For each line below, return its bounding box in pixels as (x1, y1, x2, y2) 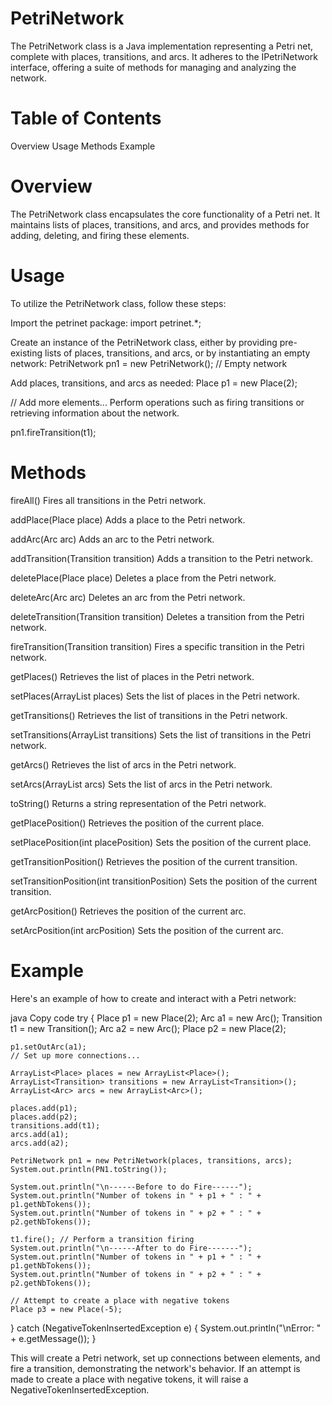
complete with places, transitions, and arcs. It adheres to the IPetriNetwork (10, 50, 319, 62)
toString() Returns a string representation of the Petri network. (10, 797, 267, 809)
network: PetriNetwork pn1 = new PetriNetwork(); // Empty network (10, 357, 288, 369)
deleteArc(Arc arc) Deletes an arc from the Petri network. (10, 591, 246, 603)
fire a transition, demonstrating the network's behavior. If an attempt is (10, 1362, 301, 1374)
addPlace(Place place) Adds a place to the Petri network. (10, 513, 246, 526)
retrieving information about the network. (10, 407, 180, 419)
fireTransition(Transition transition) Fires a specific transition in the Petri (10, 640, 305, 652)
